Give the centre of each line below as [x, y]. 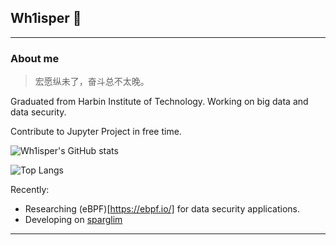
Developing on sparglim [73, 220]
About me [35, 58]
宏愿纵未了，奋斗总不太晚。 [92, 82]
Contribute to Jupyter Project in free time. [96, 132]
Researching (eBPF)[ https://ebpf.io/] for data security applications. [162, 209]
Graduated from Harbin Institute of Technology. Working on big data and [159, 102]
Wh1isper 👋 [46, 18]
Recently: [30, 190]
